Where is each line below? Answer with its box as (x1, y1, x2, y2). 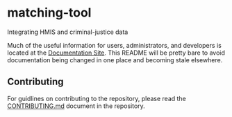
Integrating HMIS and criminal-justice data (7, 28, 129, 36)
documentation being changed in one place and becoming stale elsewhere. (7, 55, 223, 64)
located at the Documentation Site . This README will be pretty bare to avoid (7, 48, 226, 57)
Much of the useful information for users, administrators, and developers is (7, 41, 222, 49)
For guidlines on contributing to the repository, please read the (7, 94, 186, 102)
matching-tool (7, 5, 92, 21)
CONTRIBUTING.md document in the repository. (7, 102, 146, 110)
